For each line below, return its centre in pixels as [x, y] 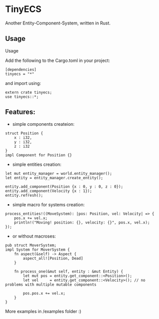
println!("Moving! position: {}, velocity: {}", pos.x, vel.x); [82, 222]
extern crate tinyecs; [29, 92]
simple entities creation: [37, 164]
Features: [20, 112]
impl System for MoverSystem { [38, 250]
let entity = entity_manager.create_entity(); [54, 178]
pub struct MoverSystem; [31, 245]
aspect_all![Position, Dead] [53, 258]
